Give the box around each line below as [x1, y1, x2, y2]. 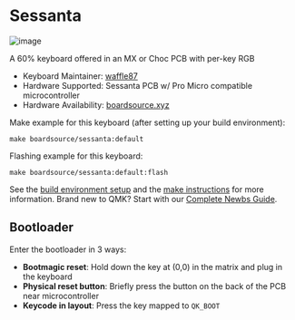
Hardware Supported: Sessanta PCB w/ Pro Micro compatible [22, 80, 252, 91]
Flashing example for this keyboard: [9, 150, 143, 161]
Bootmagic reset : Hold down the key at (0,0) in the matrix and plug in [22, 261, 283, 272]
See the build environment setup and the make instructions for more [9, 183, 265, 195]
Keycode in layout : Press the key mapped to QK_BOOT [22, 300, 221, 311]
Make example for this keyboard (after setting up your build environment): [9, 117, 286, 128]
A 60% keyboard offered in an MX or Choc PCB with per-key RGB [9, 53, 255, 63]
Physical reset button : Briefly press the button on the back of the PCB [22, 280, 287, 291]
